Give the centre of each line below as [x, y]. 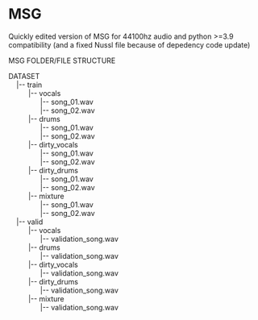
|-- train [29, 85]
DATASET [24, 76]
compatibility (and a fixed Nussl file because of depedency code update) [129, 44]
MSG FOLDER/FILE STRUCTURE [62, 60]
